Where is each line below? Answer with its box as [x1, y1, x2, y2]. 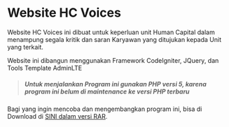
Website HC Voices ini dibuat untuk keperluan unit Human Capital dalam [7, 28, 215, 36]
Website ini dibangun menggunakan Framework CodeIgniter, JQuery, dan [7, 56, 219, 64]
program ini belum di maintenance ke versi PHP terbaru [24, 87, 190, 96]
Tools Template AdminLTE [7, 63, 83, 72]
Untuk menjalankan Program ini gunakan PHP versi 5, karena [24, 80, 207, 88]
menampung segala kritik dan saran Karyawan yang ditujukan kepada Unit [7, 35, 222, 43]
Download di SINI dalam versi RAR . [7, 112, 108, 120]
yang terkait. [7, 43, 44, 51]
